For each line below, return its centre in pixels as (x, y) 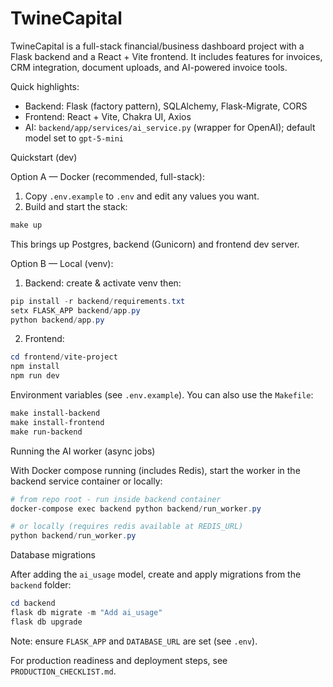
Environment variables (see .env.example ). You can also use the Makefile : (162, 395)
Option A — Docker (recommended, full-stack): (107, 176)
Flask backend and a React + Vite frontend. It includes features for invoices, (166, 56)
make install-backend (55, 413)
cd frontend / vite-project (64, 357)
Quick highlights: (45, 86)
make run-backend (46, 432)
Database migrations (53, 555)
